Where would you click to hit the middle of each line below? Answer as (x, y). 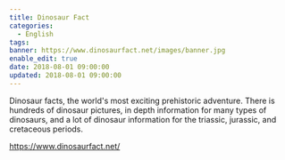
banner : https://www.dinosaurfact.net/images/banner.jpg (117, 51)
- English (35, 34)
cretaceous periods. (46, 129)
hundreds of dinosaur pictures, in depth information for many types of (138, 110)
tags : (19, 42)
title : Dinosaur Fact (50, 17)
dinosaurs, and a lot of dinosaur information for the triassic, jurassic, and (143, 119)
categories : (31, 26)
